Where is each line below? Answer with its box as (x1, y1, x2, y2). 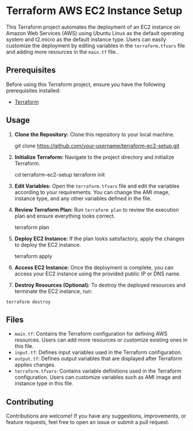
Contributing (6, 396, 54, 407)
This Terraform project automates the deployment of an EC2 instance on (6, 23, 180, 30)
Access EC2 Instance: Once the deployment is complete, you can (14, 264, 174, 271)
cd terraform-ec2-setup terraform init (14, 171, 105, 178)
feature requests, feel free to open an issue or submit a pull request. (6, 419, 170, 426)
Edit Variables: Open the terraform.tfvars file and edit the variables (14, 182, 180, 189)
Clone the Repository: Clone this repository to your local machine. (14, 130, 175, 138)
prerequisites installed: (6, 87, 61, 94)
